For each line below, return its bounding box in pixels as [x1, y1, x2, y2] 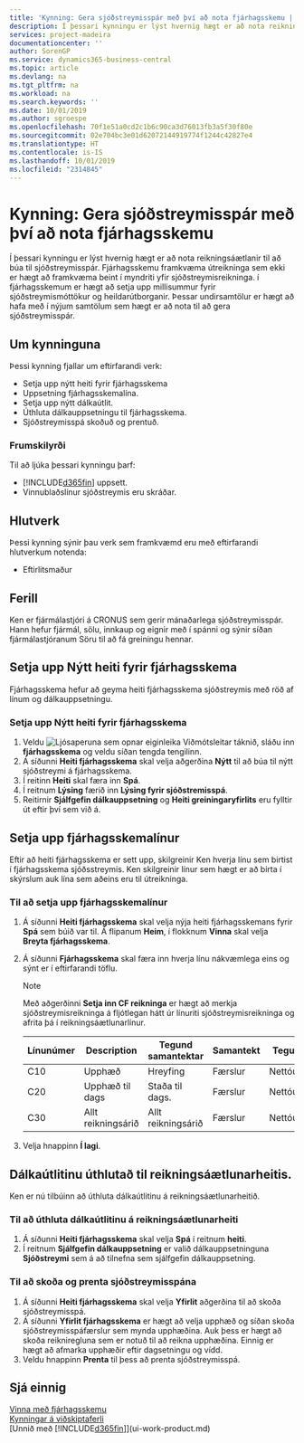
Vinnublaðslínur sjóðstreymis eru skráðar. [22, 487, 177, 498]
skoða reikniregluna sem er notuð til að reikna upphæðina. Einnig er [22, 1334, 274, 1345]
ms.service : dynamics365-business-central [9, 55, 172, 64]
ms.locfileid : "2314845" [9, 165, 103, 174]
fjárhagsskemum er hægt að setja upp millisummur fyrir [9, 281, 216, 292]
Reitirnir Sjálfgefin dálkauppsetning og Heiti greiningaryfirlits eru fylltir [22, 794, 292, 805]
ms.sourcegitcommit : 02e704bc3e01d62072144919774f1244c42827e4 [9, 131, 253, 140]
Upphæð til [83, 1080, 131, 1093]
